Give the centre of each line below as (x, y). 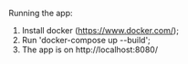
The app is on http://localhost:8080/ (90, 50)
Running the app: (41, 13)
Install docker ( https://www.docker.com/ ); (100, 30)
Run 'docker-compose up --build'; (86, 40)
